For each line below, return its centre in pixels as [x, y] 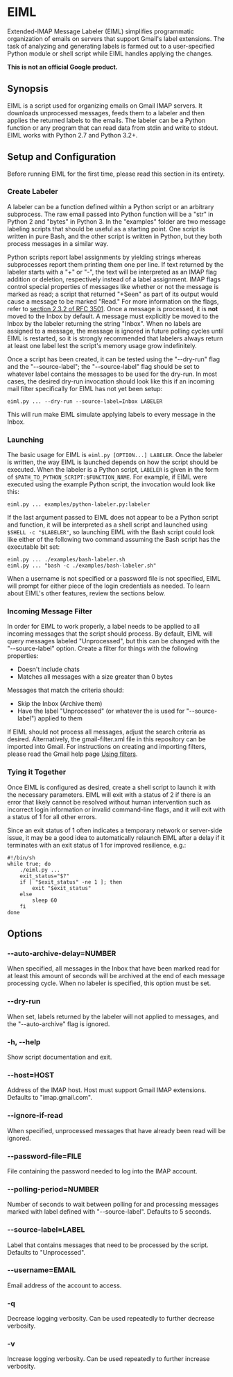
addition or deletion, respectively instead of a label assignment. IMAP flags [114, 279]
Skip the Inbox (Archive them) [60, 704]
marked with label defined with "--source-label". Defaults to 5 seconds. [109, 1212]
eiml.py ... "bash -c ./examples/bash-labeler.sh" [82, 566]
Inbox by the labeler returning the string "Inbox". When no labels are [104, 323]
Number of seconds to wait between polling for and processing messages [113, 1204]
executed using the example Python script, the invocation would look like [111, 484]
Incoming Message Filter [50, 611]
